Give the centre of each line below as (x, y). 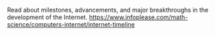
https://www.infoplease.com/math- (138, 17)
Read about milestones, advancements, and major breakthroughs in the (108, 10)
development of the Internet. (47, 17)
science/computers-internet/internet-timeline (71, 24)
